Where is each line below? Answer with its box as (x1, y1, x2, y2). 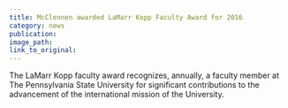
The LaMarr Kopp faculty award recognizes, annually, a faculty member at (9, 70, 280, 81)
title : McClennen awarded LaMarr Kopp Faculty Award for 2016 (9, 12, 243, 22)
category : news (9, 21, 65, 30)
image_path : (9, 37, 53, 47)
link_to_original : (9, 46, 77, 55)
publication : (9, 29, 57, 38)
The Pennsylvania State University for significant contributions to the (9, 80, 260, 90)
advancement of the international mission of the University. (9, 89, 224, 100)
